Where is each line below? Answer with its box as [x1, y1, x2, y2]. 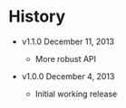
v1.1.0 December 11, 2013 [21, 36, 115, 47]
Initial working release [34, 88, 118, 99]
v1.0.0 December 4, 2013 [21, 70, 115, 82]
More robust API [34, 53, 97, 64]
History [8, 6, 66, 27]
